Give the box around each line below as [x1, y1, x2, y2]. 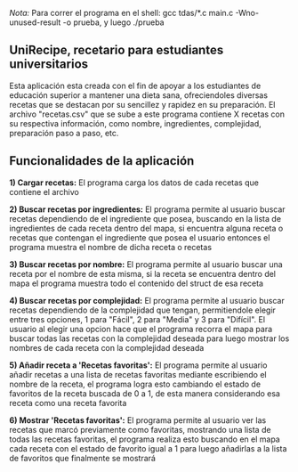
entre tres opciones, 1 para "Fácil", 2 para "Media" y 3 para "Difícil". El [9, 313, 265, 324]
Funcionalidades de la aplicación [9, 153, 195, 168]
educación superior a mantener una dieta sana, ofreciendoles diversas [9, 89, 269, 101]
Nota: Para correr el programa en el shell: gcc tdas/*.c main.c [9, 8, 234, 18]
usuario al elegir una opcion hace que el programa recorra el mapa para [9, 323, 273, 334]
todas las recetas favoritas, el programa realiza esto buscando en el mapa [9, 434, 280, 444]
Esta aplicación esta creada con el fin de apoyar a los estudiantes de [9, 80, 262, 91]
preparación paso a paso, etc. [9, 127, 119, 138]
